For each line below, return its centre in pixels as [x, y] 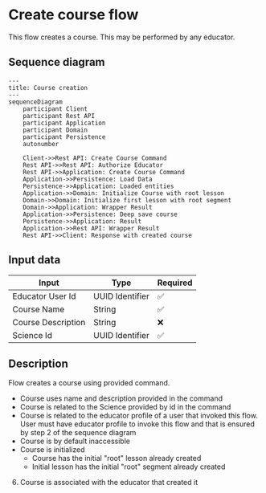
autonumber [41, 144]
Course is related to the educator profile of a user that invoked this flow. [139, 416]
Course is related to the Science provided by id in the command [125, 407]
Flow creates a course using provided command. [89, 383]
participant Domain [55, 130]
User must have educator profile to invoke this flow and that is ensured [137, 424]
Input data [35, 260]
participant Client [55, 109]
